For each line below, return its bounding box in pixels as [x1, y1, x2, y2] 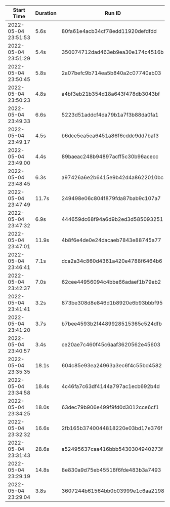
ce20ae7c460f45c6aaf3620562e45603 [61, 341, 160, 348]
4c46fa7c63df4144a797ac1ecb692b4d [61, 383, 160, 389]
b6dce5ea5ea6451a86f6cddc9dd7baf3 [61, 132, 159, 139]
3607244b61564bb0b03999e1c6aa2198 [61, 487, 164, 494]
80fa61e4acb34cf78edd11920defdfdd [61, 28, 157, 34]
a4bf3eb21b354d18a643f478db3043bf [61, 91, 160, 97]
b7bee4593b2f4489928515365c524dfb [61, 320, 162, 327]
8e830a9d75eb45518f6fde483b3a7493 [61, 466, 161, 473]
